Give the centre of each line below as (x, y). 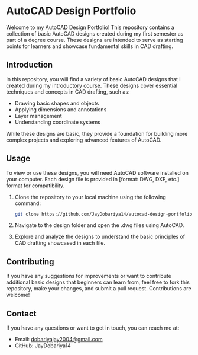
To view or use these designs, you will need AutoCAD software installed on (98, 172)
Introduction (30, 65)
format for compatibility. (35, 186)
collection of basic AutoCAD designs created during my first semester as (95, 33)
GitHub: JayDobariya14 (43, 346)
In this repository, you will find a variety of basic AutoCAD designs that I (94, 79)
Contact (21, 313)
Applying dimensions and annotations (61, 109)
